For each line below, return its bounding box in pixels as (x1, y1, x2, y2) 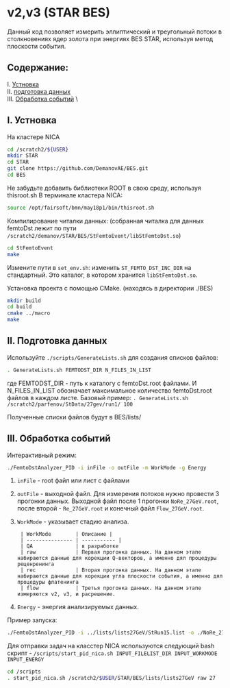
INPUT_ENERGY (7, 656, 44, 663)
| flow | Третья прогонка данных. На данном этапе (20, 585, 202, 592)
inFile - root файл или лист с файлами (16, 476, 130, 484)
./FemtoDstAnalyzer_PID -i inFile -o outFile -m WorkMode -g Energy (7, 464, 207, 471)
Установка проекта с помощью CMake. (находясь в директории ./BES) (7, 284, 214, 292)
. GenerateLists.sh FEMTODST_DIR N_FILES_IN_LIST (7, 367, 152, 373)
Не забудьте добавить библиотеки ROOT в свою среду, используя (7, 184, 202, 192)
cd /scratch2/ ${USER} (7, 146, 69, 153)
